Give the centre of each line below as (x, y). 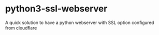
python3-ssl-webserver (56, 9)
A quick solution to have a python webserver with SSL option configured (80, 22)
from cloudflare (21, 27)
